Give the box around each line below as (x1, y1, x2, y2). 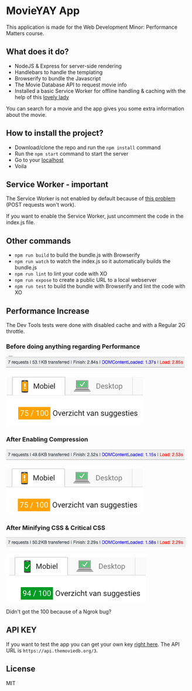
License (6, 664, 36, 674)
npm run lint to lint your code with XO (14, 270, 107, 277)
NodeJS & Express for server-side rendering (14, 62, 122, 69)
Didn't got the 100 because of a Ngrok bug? (6, 608, 112, 615)
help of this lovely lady (14, 93, 69, 100)
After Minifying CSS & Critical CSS (6, 524, 105, 532)
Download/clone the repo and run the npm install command (14, 144, 161, 151)
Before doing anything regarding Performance (6, 342, 140, 350)
